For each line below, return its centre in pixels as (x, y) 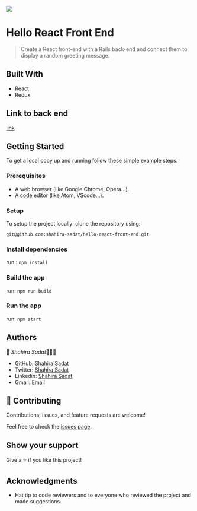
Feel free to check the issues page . (49, 427)
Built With (25, 74)
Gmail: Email (30, 382)
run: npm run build (29, 290)
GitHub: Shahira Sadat (42, 363)
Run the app (24, 306)
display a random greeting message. (65, 55)
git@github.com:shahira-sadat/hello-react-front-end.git (78, 234)
